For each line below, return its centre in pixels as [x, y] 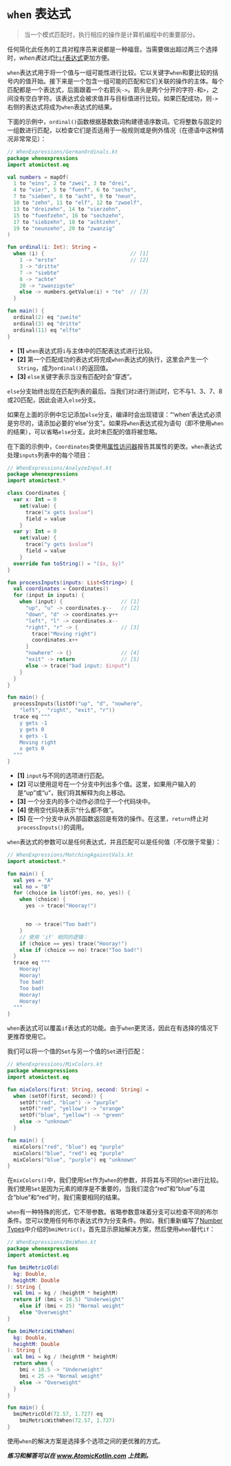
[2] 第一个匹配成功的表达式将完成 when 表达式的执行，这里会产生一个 [112, 359]
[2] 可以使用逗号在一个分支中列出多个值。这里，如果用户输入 [103, 784]
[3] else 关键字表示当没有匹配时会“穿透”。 [76, 376]
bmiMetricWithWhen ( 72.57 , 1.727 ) [67, 1421]
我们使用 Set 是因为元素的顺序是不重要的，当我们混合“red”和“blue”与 [103, 1189]
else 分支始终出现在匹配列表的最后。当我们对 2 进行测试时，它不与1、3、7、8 [115, 391]
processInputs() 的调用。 [52, 827]
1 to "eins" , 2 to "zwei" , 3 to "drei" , [72, 183]
